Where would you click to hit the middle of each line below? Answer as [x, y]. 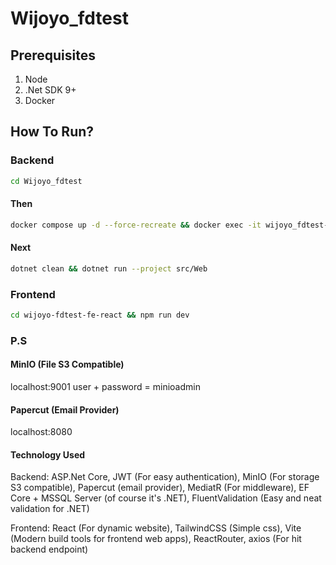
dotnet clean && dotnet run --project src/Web [109, 268]
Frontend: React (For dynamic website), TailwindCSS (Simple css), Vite [156, 528]
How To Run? [52, 132]
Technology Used [48, 454]
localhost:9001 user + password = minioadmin [105, 387]
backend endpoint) [49, 549]
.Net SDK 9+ [50, 90]
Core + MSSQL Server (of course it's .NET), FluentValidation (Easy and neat [166, 498]
